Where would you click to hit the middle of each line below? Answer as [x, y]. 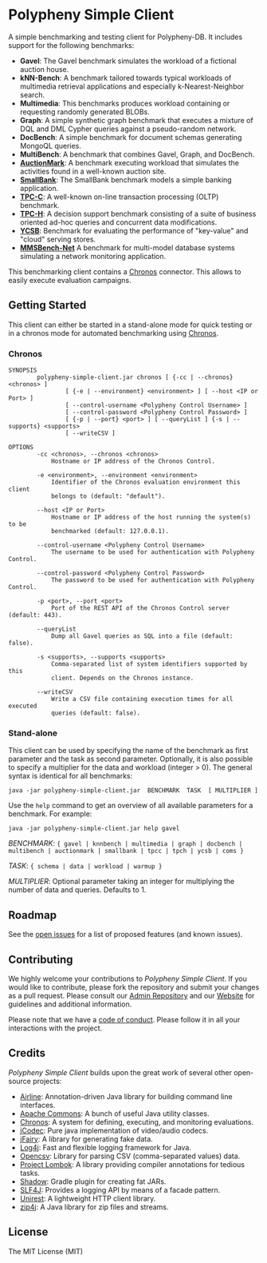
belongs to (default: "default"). [108, 496]
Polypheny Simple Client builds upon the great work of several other [120, 1072]
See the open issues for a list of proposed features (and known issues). [126, 934]
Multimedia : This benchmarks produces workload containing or [125, 103]
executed [23, 706]
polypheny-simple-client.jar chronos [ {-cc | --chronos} [135, 377]
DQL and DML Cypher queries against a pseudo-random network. [128, 129]
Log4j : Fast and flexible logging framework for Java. [106, 1147]
